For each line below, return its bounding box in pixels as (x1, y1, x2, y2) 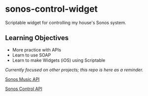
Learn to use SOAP (12, 52, 51, 58)
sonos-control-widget (5, 3, 98, 15)
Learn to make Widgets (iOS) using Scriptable (12, 57, 106, 63)
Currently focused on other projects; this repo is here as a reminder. (5, 67, 144, 72)
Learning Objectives (5, 34, 69, 42)
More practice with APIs (12, 47, 62, 52)
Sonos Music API (5, 76, 40, 82)
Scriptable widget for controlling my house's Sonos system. (5, 20, 127, 25)
